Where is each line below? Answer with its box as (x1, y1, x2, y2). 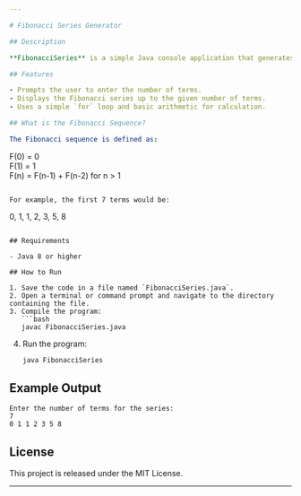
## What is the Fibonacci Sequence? (9, 118, 146, 127)
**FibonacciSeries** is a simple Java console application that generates (9, 53, 295, 63)
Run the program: (21, 338, 88, 349)
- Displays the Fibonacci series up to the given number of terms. (9, 94, 267, 103)
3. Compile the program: (9, 307, 102, 316)
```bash (21, 315, 50, 324)
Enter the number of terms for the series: (9, 405, 175, 413)
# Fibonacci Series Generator (9, 21, 123, 30)
